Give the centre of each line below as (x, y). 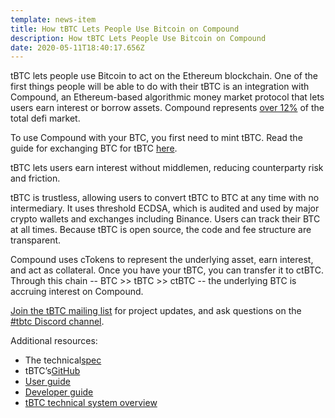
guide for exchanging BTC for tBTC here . (94, 148)
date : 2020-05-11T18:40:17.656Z (77, 47)
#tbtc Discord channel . (57, 322)
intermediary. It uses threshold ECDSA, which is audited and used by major (165, 208)
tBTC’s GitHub (52, 371)
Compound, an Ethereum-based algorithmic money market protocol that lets (167, 97)
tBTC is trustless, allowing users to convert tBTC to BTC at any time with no (165, 198)
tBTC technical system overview (91, 403)
